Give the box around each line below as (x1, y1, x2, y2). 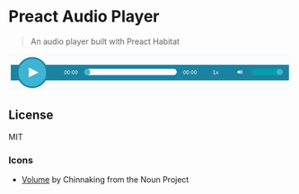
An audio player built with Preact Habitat (30, 36, 180, 47)
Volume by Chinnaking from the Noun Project (21, 173, 189, 185)
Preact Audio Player (8, 6, 160, 27)
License (8, 108, 54, 123)
